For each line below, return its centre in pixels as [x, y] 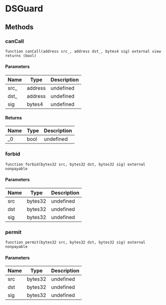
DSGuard [24, 9]
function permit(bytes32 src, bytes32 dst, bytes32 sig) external [75, 242]
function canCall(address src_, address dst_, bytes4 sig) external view [83, 51]
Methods [19, 27]
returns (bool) [21, 56]
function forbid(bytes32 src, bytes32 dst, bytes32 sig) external [75, 164]
